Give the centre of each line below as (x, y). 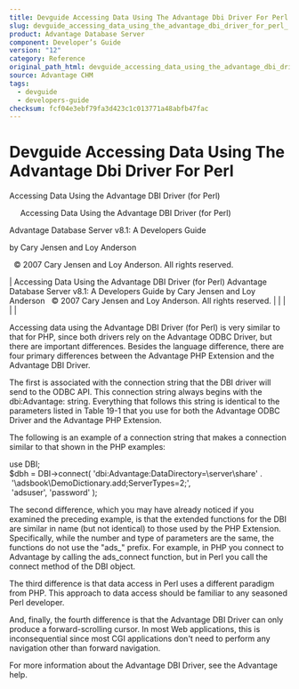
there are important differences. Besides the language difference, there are (147, 347)
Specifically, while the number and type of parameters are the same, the (141, 538)
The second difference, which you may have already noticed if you (132, 510)
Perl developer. (37, 603)
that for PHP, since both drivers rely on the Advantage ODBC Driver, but (141, 337)
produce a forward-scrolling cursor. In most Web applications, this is (135, 629)
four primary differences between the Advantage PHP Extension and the (142, 356)
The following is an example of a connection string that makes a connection (148, 437)
